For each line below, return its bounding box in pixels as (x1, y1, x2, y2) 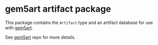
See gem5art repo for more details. (5, 34, 76, 40)
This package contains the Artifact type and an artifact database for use (5, 20, 153, 25)
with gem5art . (5, 24, 33, 30)
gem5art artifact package (5, 3, 112, 15)
